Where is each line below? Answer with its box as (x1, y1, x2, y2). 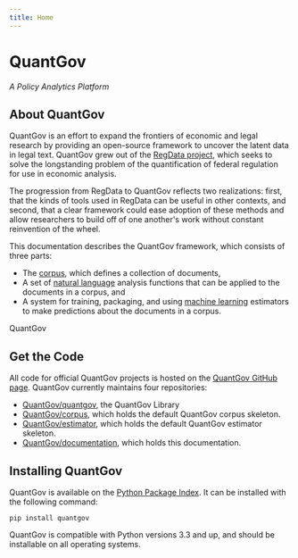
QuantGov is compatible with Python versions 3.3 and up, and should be (9, 529, 275, 540)
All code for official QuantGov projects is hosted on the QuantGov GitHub (9, 372, 278, 384)
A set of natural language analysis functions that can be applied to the (21, 278, 280, 288)
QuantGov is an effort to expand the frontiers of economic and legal (9, 130, 259, 141)
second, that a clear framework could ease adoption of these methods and (9, 204, 285, 215)
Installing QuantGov (9, 463, 123, 479)
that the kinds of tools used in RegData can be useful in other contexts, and (9, 196, 286, 206)
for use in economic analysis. (9, 169, 118, 179)
